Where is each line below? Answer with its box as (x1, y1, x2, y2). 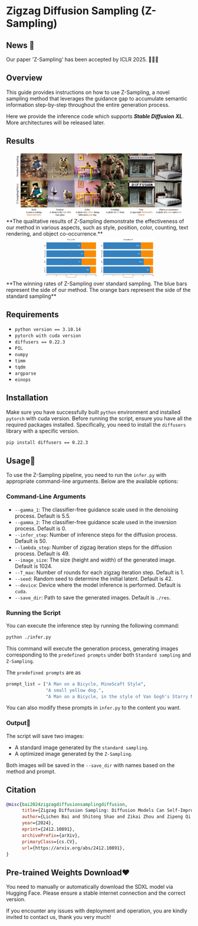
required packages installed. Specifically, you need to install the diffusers (6, 421, 186, 428)
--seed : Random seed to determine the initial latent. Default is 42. (14, 575, 173, 582)
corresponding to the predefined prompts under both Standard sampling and (6, 651, 192, 658)
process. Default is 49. (14, 550, 70, 557)
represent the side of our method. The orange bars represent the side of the (6, 287, 191, 294)
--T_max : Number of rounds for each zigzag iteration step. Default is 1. (14, 568, 184, 576)
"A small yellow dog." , (45, 687, 104, 693)
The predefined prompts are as (6, 669, 81, 676)
